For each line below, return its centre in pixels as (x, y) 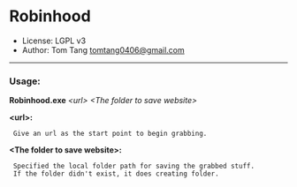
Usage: (25, 81)
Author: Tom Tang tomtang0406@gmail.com (103, 49)
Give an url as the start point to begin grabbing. (110, 134)
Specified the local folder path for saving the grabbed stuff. (133, 166)
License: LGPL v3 (54, 41)
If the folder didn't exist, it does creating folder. (116, 174)
